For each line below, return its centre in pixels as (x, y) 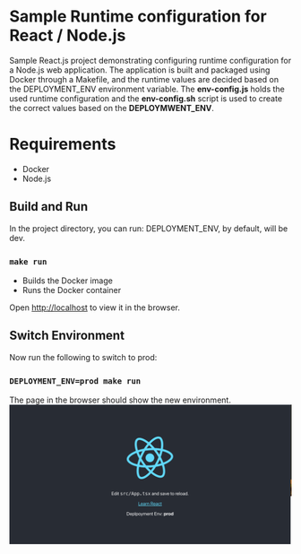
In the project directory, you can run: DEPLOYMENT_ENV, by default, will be (149, 228)
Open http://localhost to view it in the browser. (95, 307)
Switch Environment (67, 336)
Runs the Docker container (72, 290)
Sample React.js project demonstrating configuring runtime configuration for (150, 60)
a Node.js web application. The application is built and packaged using (140, 70)
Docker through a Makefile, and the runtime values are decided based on (144, 79)
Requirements (63, 144)
